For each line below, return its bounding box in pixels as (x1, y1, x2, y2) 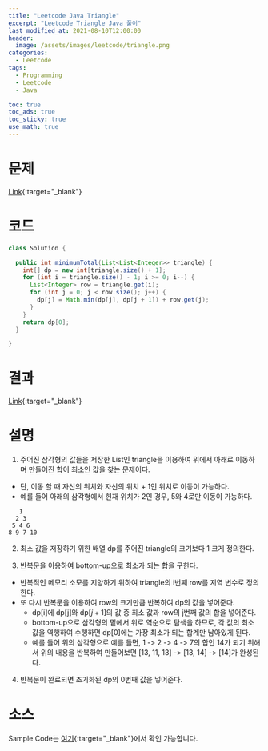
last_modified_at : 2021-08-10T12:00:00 (8, 26, 142, 34)
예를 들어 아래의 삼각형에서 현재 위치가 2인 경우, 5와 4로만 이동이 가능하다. (19, 492, 253, 501)
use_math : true (8, 123, 59, 131)
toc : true (8, 101, 42, 109)
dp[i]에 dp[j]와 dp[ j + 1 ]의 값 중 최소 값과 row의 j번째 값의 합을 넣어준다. (31, 608, 257, 617)
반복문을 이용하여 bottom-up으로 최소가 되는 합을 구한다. (19, 561, 198, 570)
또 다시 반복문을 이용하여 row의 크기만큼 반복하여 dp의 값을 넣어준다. (19, 597, 235, 608)
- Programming (15, 71, 62, 79)
